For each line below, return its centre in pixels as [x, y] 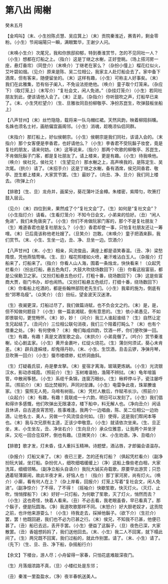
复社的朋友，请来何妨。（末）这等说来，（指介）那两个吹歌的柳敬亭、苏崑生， [84, 149]
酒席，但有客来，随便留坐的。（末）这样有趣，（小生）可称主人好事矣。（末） [83, 78]
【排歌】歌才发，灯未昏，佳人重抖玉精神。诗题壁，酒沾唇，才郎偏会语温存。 [84, 445]
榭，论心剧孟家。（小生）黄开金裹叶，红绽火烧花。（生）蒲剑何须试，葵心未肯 [84, 342]
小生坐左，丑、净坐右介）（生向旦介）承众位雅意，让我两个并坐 [87, 429]
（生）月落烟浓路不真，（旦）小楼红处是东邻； [52, 565]
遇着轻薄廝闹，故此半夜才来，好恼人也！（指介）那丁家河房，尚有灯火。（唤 [83, 475]
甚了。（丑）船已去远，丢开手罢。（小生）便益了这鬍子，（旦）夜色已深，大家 [83, 525]
